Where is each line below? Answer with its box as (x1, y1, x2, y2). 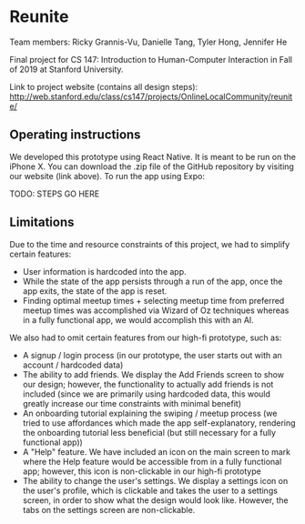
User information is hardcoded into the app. (22, 266, 187, 277)
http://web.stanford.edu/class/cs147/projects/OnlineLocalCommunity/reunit (9, 91, 293, 102)
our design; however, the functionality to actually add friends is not (22, 378, 274, 389)
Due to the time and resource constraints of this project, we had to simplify (9, 238, 290, 249)
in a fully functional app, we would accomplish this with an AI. (22, 314, 255, 325)
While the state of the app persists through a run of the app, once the (22, 276, 283, 287)
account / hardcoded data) (22, 359, 124, 370)
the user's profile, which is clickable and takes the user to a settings (22, 485, 278, 496)
